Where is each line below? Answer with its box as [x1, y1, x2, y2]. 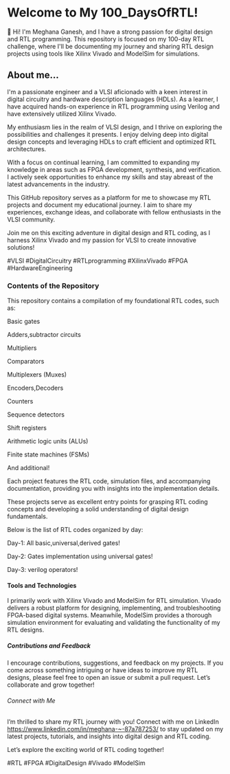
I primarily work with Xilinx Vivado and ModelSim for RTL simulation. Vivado [7, 597, 222, 605]
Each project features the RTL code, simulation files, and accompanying [7, 477, 211, 485]
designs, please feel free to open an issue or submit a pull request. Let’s [7, 674, 211, 682]
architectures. [7, 144, 47, 153]
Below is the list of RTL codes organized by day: [7, 526, 143, 534]
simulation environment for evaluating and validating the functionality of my [7, 619, 221, 627]
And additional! [7, 464, 50, 472]
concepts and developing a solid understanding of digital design [7, 505, 189, 513]
